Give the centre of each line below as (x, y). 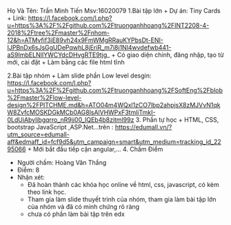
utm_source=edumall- (39, 134)
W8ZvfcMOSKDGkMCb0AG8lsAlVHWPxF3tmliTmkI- (81, 112)
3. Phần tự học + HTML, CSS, (177, 120)
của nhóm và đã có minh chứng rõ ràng (83, 207)
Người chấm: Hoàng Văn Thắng (62, 162)
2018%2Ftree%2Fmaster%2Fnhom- (59, 33)
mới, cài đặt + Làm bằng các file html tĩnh (66, 62)
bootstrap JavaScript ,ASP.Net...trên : (60, 127)
